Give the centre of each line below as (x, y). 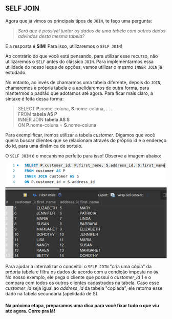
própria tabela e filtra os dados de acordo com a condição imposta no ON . (82, 272)
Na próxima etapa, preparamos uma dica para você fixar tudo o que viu (82, 305)
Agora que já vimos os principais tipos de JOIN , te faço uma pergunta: (79, 21)
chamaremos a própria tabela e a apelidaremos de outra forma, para (77, 88)
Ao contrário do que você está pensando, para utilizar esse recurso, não (82, 56)
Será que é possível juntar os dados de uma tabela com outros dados (92, 31)
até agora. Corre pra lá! (30, 311)
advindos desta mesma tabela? (51, 36)
